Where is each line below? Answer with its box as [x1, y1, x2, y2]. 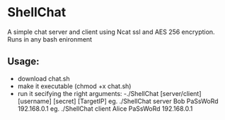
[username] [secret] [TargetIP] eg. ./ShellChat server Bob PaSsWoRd [17, 97, 219, 105]
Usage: [7, 56, 40, 68]
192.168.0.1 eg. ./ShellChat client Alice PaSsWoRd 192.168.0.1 [17, 104, 193, 113]
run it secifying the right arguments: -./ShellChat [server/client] [17, 89, 202, 97]
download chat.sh [17, 74, 70, 83]
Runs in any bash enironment [7, 35, 93, 43]
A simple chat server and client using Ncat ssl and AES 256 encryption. [7, 28, 215, 36]
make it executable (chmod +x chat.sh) [17, 82, 132, 90]
